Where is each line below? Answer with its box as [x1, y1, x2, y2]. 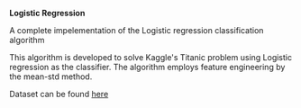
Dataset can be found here [9, 89, 109, 99]
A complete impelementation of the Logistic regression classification [9, 25, 264, 35]
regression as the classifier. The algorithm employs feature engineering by [9, 62, 286, 72]
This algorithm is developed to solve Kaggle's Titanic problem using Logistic [9, 52, 293, 62]
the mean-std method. [9, 71, 93, 82]
